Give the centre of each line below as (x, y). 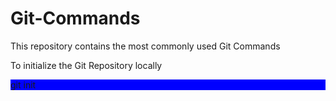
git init (23, 84)
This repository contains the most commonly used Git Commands (145, 46)
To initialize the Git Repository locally (86, 65)
